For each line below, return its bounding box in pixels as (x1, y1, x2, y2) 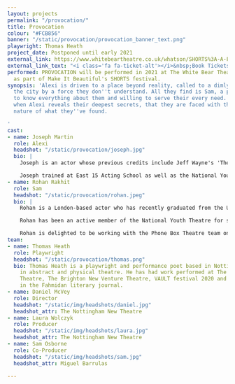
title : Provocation (7, 23, 64, 30)
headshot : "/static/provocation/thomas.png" (13, 256, 145, 263)
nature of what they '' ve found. (13, 108, 108, 115)
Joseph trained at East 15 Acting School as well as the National (20, 172, 218, 179)
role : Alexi (13, 140, 49, 147)
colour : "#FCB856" (7, 29, 61, 37)
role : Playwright (13, 249, 64, 256)
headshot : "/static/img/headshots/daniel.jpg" (13, 301, 152, 308)
